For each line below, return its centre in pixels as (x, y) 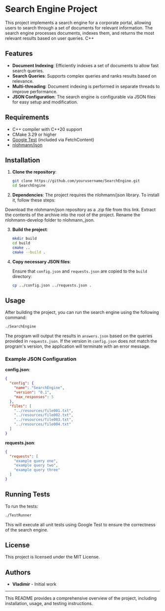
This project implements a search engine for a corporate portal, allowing (78, 23)
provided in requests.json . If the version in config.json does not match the (81, 341)
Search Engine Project (51, 9)
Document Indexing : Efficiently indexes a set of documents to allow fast (85, 65)
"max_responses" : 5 (34, 397)
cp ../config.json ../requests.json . (52, 285)
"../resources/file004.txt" (42, 424)
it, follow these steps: (34, 200)
